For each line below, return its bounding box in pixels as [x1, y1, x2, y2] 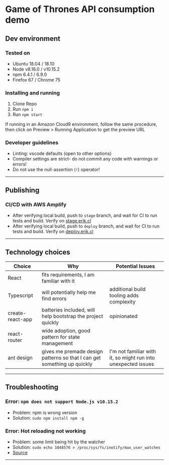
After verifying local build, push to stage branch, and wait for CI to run [12, 212, 157, 218]
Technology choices [5, 248, 70, 256]
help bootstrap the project [42, 313, 103, 320]
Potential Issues [115, 263, 155, 270]
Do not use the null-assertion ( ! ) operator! [12, 167, 100, 173]
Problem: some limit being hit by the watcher [12, 439, 106, 445]
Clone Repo [12, 101, 37, 107]
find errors [42, 295, 67, 302]
